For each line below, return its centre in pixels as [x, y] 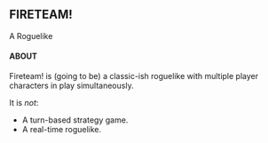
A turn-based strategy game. [75, 120]
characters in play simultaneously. [72, 86]
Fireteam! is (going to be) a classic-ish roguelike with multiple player [134, 76]
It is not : [24, 103]
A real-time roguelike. [62, 130]
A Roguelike [31, 36]
